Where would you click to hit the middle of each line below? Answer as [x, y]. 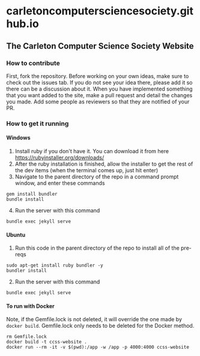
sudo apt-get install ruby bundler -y [55, 265]
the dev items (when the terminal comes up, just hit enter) [86, 170]
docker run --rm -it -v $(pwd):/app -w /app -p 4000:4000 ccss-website [98, 347]
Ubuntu [16, 235]
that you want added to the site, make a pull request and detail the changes [99, 95]
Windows [18, 138]
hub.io [23, 24]
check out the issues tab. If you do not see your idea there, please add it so [99, 82]
